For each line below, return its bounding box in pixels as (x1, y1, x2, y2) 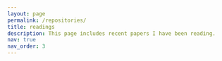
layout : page (7, 10, 46, 18)
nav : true (7, 36, 37, 43)
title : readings (7, 23, 55, 30)
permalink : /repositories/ (7, 17, 87, 24)
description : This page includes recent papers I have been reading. (7, 29, 216, 37)
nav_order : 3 (7, 43, 46, 50)
